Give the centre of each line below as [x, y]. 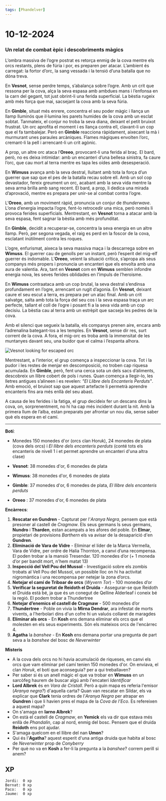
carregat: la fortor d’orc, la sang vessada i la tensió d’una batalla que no [78, 71]
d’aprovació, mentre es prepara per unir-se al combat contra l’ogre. [73, 193]
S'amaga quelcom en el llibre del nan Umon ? [58, 733]
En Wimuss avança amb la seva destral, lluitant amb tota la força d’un [76, 172]
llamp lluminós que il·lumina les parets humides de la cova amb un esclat [79, 116]
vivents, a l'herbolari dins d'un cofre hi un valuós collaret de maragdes [84, 614]
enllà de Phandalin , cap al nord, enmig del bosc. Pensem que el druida [84, 722]
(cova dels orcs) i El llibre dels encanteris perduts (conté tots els [78, 446]
